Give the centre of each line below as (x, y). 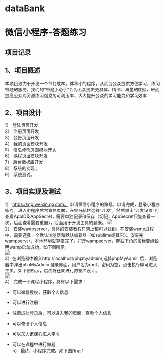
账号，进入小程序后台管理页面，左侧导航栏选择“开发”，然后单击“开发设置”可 (82, 210)
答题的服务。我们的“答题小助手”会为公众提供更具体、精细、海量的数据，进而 (82, 89)
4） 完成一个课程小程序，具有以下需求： (46, 282)
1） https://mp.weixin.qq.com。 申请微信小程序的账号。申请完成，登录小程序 (82, 204)
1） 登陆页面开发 (22, 125)
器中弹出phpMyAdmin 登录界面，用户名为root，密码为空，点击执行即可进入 (81, 265)
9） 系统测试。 (20, 175)
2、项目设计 (23, 112)
